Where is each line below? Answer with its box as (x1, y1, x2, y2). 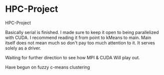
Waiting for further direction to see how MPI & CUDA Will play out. (5, 54, 140, 60)
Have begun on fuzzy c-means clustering (5, 64, 90, 70)
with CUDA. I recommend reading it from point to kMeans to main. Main (5, 35, 152, 40)
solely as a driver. (5, 45, 41, 51)
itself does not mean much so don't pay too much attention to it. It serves (5, 39, 155, 45)
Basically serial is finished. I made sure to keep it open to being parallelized (5, 29, 159, 35)
